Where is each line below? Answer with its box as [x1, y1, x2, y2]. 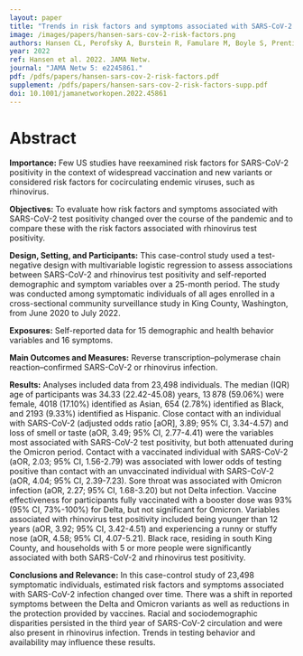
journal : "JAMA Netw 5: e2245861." [9, 64, 143, 73]
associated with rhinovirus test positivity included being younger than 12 [9, 514, 279, 525]
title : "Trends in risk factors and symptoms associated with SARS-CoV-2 [9, 22, 293, 31]
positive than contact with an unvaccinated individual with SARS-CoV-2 [9, 466, 275, 477]
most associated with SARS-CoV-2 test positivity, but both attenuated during [9, 437, 294, 448]
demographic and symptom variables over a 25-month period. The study [9, 279, 280, 290]
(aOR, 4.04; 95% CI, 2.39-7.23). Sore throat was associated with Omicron [9, 475, 282, 486]
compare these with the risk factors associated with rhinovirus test [9, 223, 257, 234]
